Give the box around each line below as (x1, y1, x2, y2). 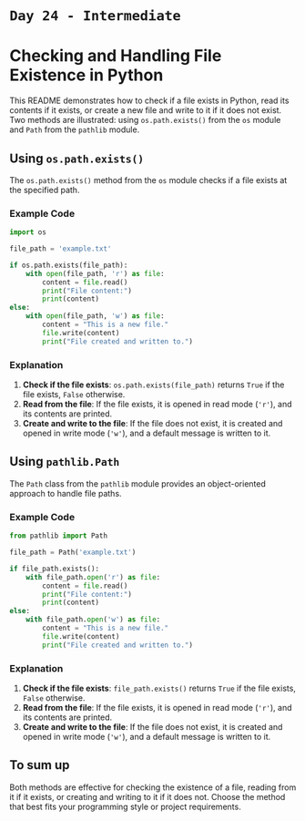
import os (9, 228, 47, 237)
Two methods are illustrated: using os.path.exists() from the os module (9, 115, 281, 126)
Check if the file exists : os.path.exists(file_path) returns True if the (22, 379, 285, 390)
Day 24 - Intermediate (9, 7, 181, 25)
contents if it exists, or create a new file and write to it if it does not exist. (9, 105, 282, 116)
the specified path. (9, 184, 80, 195)
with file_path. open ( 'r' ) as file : (25, 572, 161, 581)
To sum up (9, 757, 70, 773)
